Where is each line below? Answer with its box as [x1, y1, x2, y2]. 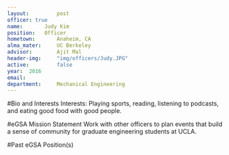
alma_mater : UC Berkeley [7, 42, 91, 49]
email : [7, 74, 26, 81]
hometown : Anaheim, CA [7, 36, 91, 43]
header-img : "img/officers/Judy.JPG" [7, 55, 129, 62]
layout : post [7, 10, 70, 17]
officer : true [7, 17, 48, 23]
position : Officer [7, 29, 67, 37]
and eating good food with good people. [7, 107, 122, 115]
